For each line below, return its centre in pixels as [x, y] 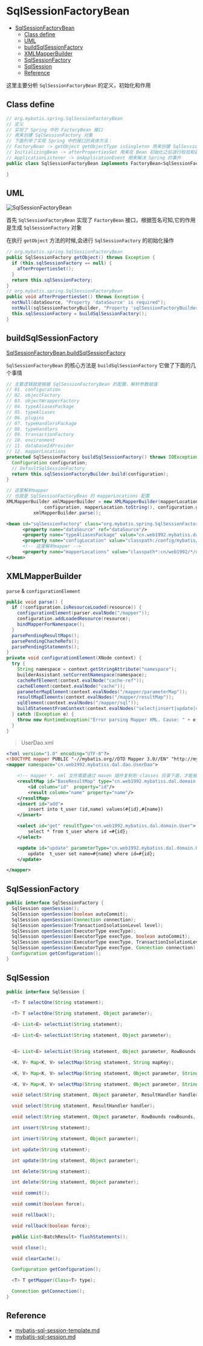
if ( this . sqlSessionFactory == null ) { [62, 263]
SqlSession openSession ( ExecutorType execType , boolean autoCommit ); [101, 937]
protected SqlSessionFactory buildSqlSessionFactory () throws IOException [102, 457]
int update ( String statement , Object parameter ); [75, 1161]
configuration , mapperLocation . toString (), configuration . [120, 507]
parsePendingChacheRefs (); [46, 641]
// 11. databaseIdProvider [40, 446]
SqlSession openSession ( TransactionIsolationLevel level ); [88, 925]
